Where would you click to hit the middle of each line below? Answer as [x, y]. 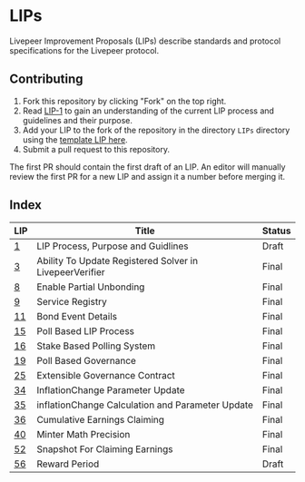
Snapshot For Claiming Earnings [104, 448]
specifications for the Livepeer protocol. [84, 50]
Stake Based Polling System [96, 346]
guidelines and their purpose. [78, 120]
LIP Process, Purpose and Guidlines [112, 246]
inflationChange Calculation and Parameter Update [145, 405]
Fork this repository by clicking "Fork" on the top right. [124, 101]
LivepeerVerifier [71, 271]
